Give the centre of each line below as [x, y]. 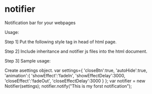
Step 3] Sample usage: [28, 61]
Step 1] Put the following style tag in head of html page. [61, 42]
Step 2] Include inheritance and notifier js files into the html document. [76, 51]
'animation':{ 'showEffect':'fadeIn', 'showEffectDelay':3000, [65, 75]
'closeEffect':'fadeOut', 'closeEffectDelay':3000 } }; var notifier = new [75, 81]
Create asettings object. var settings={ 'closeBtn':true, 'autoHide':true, [76, 70]
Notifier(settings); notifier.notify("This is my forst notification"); [68, 86]
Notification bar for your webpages [40, 23]
